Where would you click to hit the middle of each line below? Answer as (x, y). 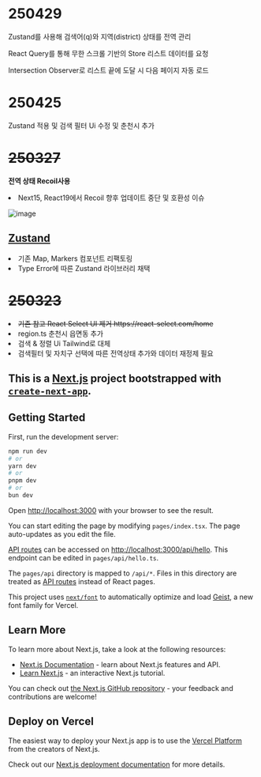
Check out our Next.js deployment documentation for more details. (117, 764)
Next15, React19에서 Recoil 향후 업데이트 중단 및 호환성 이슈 (112, 198)
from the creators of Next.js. (54, 749)
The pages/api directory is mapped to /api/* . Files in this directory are (123, 573)
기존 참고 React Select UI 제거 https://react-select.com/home (116, 323)
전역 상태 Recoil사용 (39, 181)
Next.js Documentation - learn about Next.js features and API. (120, 664)
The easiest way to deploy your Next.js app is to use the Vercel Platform (125, 741)
